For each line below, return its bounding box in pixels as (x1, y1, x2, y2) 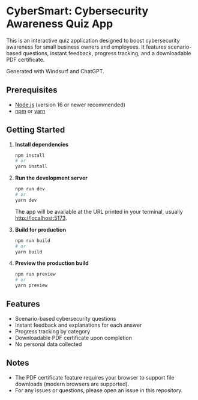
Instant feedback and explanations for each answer (14, 321, 142, 329)
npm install (14, 152, 45, 159)
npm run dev (14, 186, 45, 192)
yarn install (14, 163, 48, 169)
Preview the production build (14, 259, 89, 267)
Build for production (14, 226, 67, 233)
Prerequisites (6, 85, 58, 95)
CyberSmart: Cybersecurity (6, 4, 149, 18)
